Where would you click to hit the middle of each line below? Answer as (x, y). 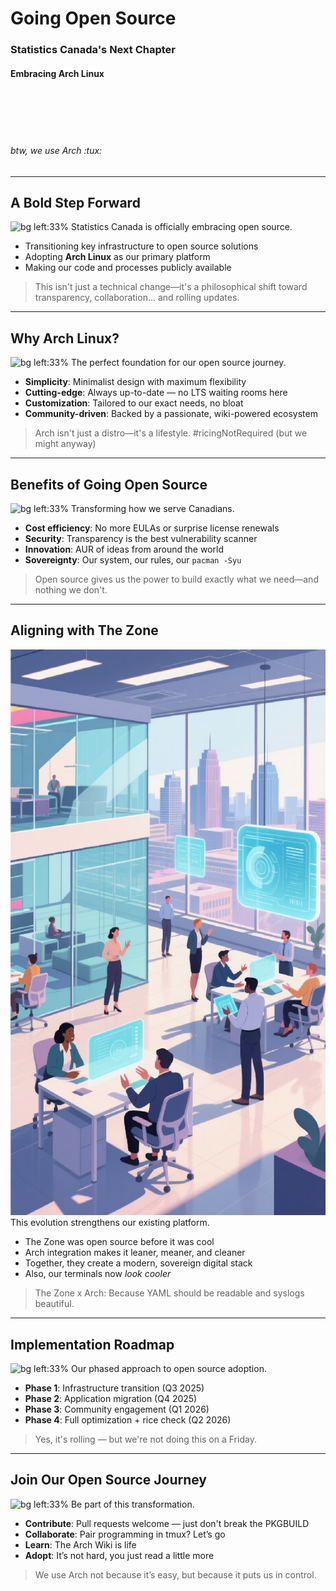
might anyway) (65, 444)
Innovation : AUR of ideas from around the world (124, 549)
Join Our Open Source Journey (109, 1480)
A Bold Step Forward (75, 202)
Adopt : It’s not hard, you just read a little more (119, 1555)
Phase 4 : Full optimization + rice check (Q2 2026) (128, 1420)
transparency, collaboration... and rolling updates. (137, 298)
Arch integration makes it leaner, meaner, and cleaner (135, 1253)
